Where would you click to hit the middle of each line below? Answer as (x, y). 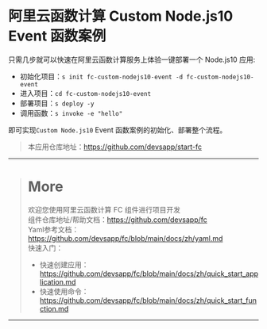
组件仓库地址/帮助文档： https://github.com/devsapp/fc (118, 220)
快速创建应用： (64, 264)
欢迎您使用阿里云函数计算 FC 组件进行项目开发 (104, 209)
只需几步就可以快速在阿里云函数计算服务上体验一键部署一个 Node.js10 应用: (132, 59)
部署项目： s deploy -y (57, 103)
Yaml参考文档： (53, 229)
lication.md (58, 281)
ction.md (54, 308)
